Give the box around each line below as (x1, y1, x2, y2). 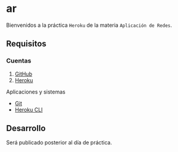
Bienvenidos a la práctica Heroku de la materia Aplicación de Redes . (6, 21, 173, 29)
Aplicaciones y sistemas (6, 88, 65, 95)
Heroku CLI (14, 106, 43, 113)
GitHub (14, 70, 33, 77)
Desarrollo (6, 123, 46, 134)
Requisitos (6, 39, 46, 49)
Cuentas (6, 57, 32, 65)
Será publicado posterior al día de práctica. (6, 139, 113, 146)
